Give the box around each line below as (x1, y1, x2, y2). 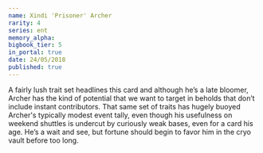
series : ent (8, 26, 48, 34)
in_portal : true (8, 48, 62, 56)
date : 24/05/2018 (8, 56, 66, 64)
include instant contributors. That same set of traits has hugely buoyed (8, 101, 241, 111)
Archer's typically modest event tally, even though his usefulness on (8, 110, 233, 120)
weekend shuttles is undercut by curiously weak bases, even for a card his (8, 118, 253, 128)
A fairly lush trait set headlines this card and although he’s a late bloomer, (8, 85, 249, 94)
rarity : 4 (8, 19, 41, 27)
